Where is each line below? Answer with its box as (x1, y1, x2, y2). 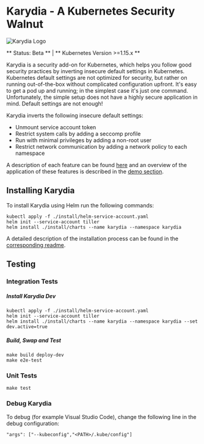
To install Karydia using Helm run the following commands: (6, 201, 155, 209)
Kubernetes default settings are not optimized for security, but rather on (6, 74, 188, 81)
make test (6, 385, 32, 392)
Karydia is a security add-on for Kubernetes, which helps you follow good (6, 61, 192, 68)
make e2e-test (6, 357, 43, 363)
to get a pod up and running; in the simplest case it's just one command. (6, 87, 188, 94)
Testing (6, 259, 36, 270)
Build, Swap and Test (6, 337, 61, 344)
